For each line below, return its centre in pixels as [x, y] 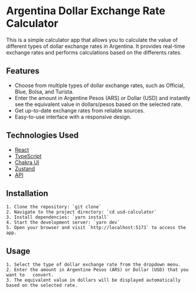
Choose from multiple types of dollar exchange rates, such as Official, [99, 85]
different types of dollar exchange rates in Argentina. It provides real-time [96, 46]
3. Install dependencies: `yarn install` [58, 217]
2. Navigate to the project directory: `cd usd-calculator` [82, 212]
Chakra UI [27, 162]
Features [23, 71]
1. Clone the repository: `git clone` [54, 207]
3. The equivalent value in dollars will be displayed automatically [94, 280]
